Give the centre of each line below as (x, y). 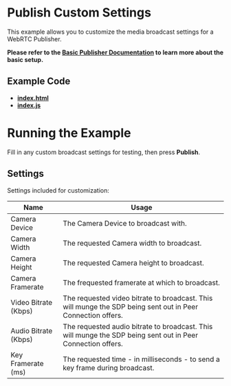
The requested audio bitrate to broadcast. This (138, 326)
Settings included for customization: (58, 190)
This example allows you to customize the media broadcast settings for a (111, 32)
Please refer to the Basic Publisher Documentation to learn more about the (115, 52)
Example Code (39, 82)
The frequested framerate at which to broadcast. (141, 282)
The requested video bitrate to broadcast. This (138, 298)
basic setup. (25, 59)
